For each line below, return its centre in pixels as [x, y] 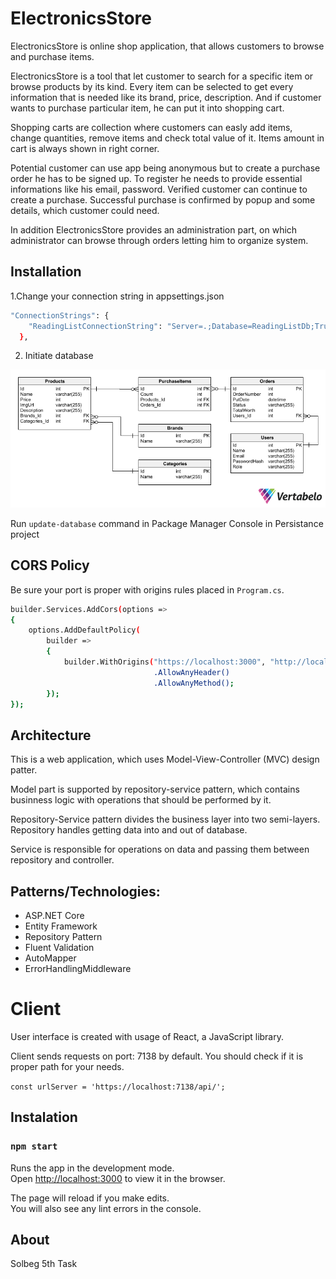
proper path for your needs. [67, 1066]
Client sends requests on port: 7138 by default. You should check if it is [157, 1056]
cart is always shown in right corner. [85, 148]
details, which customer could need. [85, 210]
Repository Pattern [63, 937]
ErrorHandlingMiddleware [78, 969]
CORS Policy [50, 565]
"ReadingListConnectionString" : [95, 326]
